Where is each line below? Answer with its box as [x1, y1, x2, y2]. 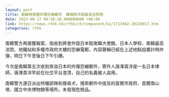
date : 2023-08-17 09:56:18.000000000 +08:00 [5, 16, 100, 21]
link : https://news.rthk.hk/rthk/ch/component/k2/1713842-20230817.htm [5, 21, 158, 26]
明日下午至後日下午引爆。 [14, 53, 67, 59]
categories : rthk [5, 26, 42, 31]
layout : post [5, 7, 33, 12]
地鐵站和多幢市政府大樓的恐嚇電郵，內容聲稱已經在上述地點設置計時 [18, 46, 159, 52]
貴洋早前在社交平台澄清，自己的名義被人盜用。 [22, 69, 120, 75]
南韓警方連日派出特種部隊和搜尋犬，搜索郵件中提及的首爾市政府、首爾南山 [5, 80, 159, 86]
